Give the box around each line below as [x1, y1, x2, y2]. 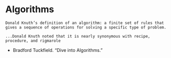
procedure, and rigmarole [5, 38, 61, 43]
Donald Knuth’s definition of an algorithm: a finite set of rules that [5, 20, 164, 25]
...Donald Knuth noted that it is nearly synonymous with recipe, [5, 34, 150, 39]
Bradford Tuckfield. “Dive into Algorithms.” [12, 47, 103, 53]
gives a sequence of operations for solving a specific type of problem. [5, 24, 167, 30]
